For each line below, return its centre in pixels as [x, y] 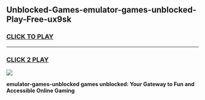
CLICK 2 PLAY [27, 59]
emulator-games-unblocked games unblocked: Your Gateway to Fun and [101, 84]
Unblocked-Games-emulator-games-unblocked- [102, 10]
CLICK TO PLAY [30, 37]
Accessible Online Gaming [41, 90]
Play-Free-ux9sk [39, 20]
